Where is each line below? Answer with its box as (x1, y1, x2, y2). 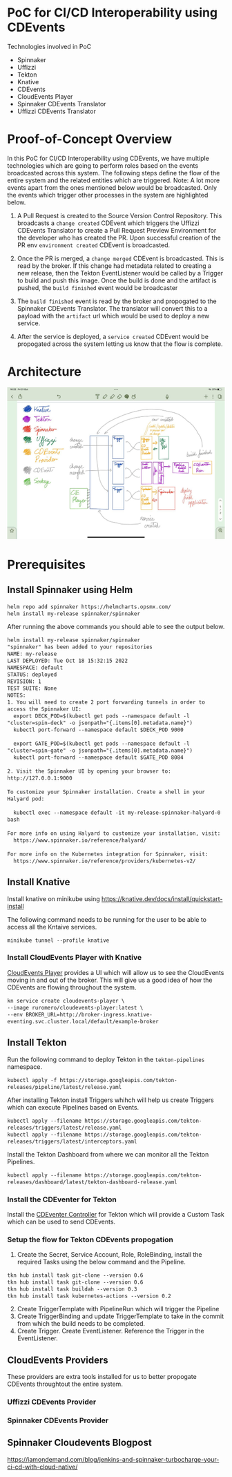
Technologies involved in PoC (7, 42, 92, 50)
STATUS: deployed (7, 671, 57, 678)
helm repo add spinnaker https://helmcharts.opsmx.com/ (7, 603, 171, 610)
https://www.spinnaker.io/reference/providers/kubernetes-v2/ (13, 858, 196, 865)
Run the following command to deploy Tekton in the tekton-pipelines (7, 1055, 205, 1063)
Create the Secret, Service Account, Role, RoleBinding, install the (17, 1251, 202, 1259)
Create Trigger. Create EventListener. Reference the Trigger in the (17, 1327, 205, 1335)
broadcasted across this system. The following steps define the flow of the (7, 168, 220, 177)
